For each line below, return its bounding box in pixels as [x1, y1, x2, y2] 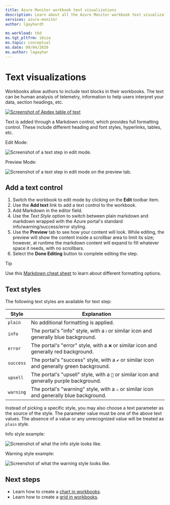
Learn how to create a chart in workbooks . [12, 489, 101, 494]
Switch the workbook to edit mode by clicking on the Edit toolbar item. [12, 197, 159, 203]
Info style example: [5, 431, 45, 437]
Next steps [5, 475, 40, 484]
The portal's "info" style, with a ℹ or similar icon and [31, 328, 152, 335]
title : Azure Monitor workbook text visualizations [5, 7, 116, 13]
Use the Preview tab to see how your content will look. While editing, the [12, 229, 164, 235]
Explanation [81, 310, 111, 317]
